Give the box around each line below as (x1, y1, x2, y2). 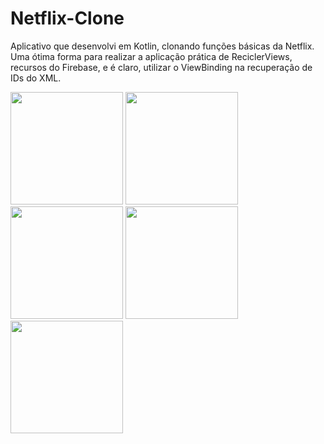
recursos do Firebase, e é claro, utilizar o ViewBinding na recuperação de (10, 61, 313, 73)
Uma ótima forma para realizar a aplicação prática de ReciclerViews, (10, 50, 293, 62)
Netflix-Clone (10, 7, 125, 30)
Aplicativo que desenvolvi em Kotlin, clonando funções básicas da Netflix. (10, 40, 315, 52)
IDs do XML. (10, 72, 62, 84)
